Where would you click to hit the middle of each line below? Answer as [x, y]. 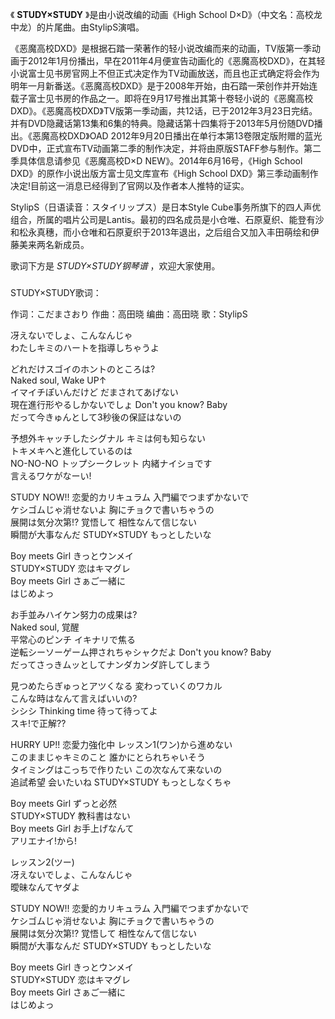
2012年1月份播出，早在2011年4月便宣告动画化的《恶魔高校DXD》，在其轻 [176, 61]
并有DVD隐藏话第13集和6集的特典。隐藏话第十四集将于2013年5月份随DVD [162, 123]
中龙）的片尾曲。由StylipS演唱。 [77, 27]
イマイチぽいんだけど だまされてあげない [94, 392]
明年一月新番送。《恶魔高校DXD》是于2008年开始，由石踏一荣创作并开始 [160, 86]
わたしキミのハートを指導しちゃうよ [85, 347]
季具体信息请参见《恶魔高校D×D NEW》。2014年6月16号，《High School [156, 161]
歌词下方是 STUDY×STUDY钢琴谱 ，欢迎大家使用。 [115, 266]
